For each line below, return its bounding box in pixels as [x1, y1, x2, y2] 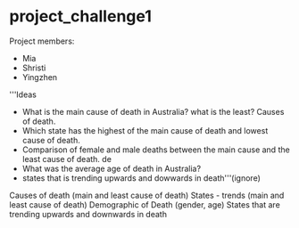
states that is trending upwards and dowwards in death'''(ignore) [21, 172, 261, 183]
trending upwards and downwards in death [9, 208, 168, 219]
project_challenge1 [9, 6, 152, 27]
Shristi [21, 62, 46, 73]
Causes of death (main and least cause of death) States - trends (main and [9, 190, 285, 200]
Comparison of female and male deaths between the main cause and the [21, 144, 290, 155]
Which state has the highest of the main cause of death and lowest [21, 125, 269, 135]
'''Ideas [9, 89, 37, 100]
